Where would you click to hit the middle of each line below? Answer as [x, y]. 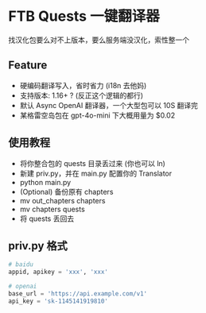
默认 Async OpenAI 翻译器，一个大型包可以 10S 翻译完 [109, 105]
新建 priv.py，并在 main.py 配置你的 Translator [96, 173]
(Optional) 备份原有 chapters [66, 191]
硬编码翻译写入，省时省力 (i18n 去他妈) [83, 85]
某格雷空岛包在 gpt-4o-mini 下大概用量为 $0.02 [97, 115]
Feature [28, 66]
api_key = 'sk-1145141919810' [58, 301]
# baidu [21, 265]
